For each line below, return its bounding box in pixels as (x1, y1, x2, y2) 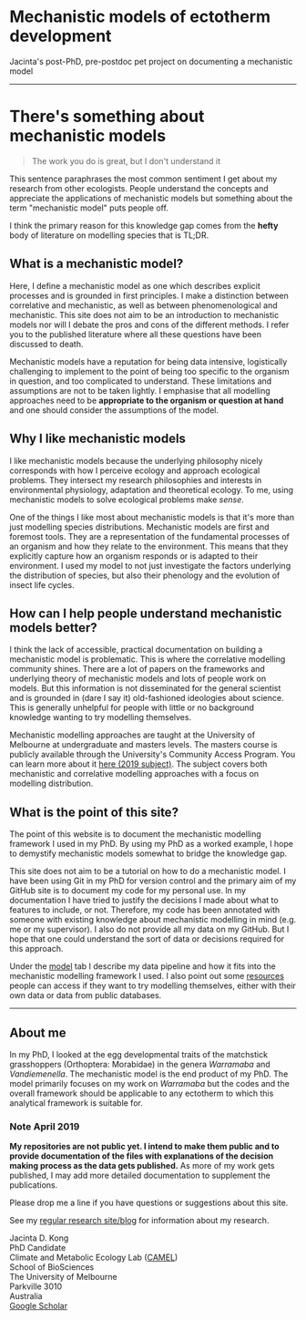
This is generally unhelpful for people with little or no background (9, 702, 255, 713)
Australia (9, 1291, 43, 1302)
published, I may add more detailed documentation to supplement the (9, 1170, 270, 1181)
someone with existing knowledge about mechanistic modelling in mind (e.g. (9, 914, 297, 925)
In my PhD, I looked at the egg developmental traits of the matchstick (9, 1048, 269, 1059)
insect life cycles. (9, 579, 75, 590)
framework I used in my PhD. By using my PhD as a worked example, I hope (9, 839, 294, 850)
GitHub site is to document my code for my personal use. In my (9, 885, 246, 896)
